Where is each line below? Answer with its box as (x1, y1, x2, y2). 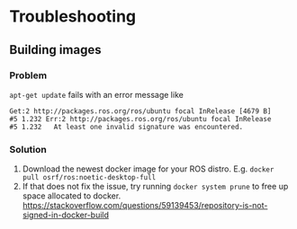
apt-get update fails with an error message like (9, 89, 184, 100)
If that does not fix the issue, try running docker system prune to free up (22, 181, 289, 192)
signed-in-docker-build (22, 209, 110, 221)
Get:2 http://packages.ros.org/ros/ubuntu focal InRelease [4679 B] (9, 106, 272, 116)
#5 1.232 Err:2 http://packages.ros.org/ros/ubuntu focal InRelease (9, 114, 272, 123)
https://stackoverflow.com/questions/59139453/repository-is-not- (22, 200, 268, 211)
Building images (9, 42, 102, 57)
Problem (9, 69, 48, 82)
